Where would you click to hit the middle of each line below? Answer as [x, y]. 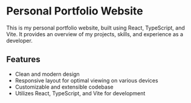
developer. [20, 40]
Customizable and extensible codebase [64, 87]
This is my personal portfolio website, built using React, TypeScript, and [96, 28]
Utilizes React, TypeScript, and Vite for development [80, 93]
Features [23, 59]
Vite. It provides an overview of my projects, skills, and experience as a [95, 34]
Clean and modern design [47, 74]
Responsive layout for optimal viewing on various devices [86, 80]
